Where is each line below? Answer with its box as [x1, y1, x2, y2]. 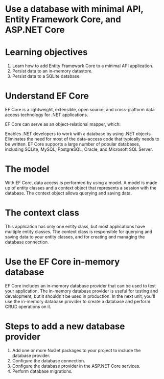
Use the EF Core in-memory [5, 256, 120, 267]
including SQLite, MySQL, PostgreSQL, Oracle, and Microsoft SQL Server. [5, 146, 153, 152]
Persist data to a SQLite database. [12, 73, 81, 79]
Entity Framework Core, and [5, 14, 121, 25]
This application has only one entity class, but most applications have [5, 223, 145, 229]
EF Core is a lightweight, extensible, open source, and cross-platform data [5, 107, 155, 113]
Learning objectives [5, 47, 88, 58]
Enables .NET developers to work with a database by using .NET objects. [5, 131, 152, 137]
